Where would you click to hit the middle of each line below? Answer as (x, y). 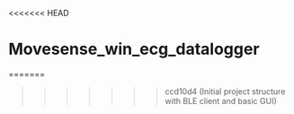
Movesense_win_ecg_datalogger (134, 49)
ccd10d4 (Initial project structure (225, 91)
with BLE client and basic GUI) (221, 101)
